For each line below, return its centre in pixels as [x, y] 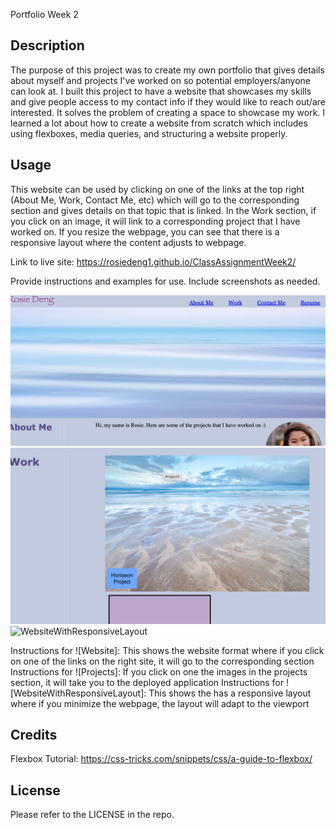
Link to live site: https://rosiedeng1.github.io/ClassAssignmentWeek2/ [153, 261]
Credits [34, 734]
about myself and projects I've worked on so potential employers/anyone [161, 80]
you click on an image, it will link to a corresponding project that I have [155, 221]
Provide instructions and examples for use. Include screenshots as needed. [165, 281]
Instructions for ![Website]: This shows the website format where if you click [167, 650]
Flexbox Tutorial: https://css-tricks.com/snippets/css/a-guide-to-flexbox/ [161, 759]
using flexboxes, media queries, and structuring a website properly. [149, 133]
